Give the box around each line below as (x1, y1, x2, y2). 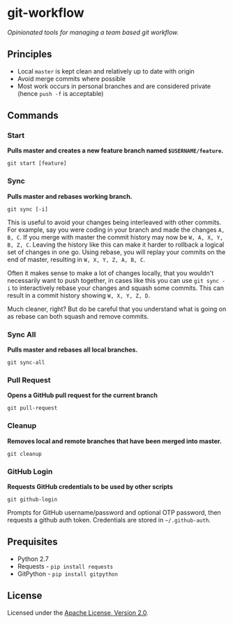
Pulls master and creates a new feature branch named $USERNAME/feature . (7, 146, 224, 155)
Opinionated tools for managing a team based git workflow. (7, 28, 179, 36)
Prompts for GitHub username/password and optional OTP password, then (7, 508, 221, 516)
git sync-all (7, 359, 45, 366)
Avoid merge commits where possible (17, 74, 126, 83)
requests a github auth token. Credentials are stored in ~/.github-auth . (7, 515, 211, 524)
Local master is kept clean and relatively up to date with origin (17, 67, 195, 75)
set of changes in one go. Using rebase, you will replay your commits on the (7, 247, 226, 256)
